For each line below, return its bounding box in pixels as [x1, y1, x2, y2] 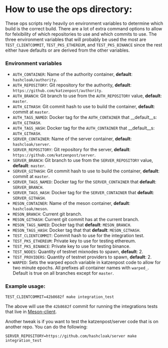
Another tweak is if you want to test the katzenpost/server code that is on [5, 318, 158, 324]
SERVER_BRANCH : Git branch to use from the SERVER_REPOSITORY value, [12, 157, 153, 163]
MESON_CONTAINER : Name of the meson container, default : [12, 200, 131, 206]
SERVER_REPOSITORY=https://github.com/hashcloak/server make [5, 333, 137, 338]
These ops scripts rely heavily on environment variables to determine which [5, 20, 163, 26]
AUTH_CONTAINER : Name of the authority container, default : [12, 71, 133, 77]
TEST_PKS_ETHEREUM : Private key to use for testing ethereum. [12, 238, 137, 244]
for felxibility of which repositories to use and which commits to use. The [5, 31, 157, 37]
